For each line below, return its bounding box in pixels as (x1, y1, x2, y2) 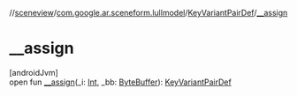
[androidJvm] (9, 67, 59, 78)
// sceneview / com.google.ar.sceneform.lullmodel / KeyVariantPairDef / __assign (9, 8, 288, 18)
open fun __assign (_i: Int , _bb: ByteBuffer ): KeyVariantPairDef (9, 77, 232, 87)
